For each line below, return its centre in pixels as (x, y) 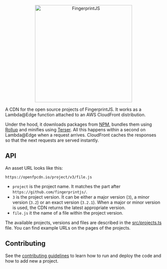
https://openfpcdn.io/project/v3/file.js (49, 177)
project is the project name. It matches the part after (66, 186)
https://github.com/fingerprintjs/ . (50, 192)
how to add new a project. (32, 261)
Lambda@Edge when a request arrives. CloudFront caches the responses (81, 135)
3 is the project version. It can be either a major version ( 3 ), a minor (81, 197)
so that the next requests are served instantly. (52, 140)
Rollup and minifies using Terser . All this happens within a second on (75, 130)
